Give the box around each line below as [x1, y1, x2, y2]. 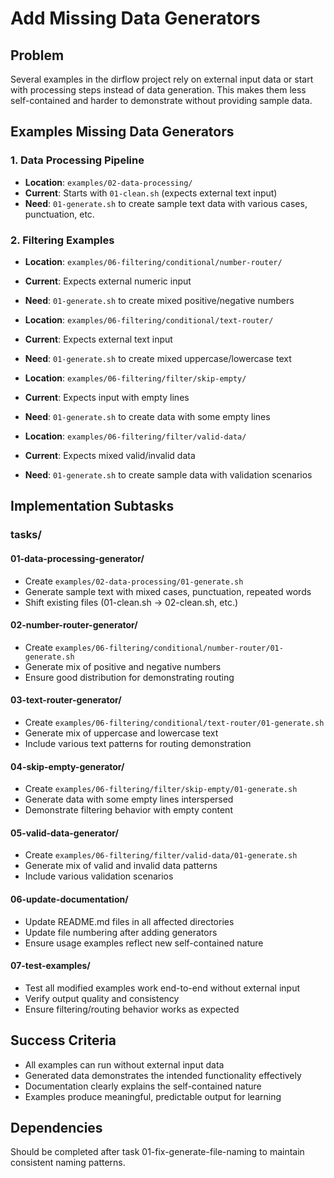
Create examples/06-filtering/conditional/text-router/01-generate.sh [24, 716, 325, 728]
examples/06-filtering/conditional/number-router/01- [54, 643, 284, 653]
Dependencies [10, 1119, 103, 1136]
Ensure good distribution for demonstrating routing [24, 671, 235, 683]
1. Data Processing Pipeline [10, 153, 145, 167]
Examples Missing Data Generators [10, 123, 235, 141]
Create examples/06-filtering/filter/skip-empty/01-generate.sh [24, 783, 298, 795]
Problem [10, 47, 65, 64]
